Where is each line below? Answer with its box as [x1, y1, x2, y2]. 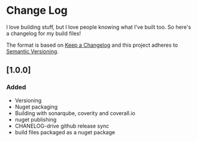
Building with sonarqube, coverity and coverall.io [14, 109, 136, 117]
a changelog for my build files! [6, 29, 81, 37]
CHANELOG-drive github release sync [14, 122, 110, 129]
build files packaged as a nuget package [14, 128, 116, 135]
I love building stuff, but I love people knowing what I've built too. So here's [6, 23, 192, 31]
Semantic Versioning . [6, 47, 59, 55]
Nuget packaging [14, 103, 58, 110]
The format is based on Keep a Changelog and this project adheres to [6, 41, 178, 49]
